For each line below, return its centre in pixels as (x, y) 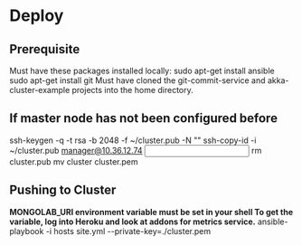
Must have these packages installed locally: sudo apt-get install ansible (142, 71)
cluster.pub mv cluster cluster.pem (74, 161)
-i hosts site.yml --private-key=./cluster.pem (128, 231)
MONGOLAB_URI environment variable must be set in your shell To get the (151, 212)
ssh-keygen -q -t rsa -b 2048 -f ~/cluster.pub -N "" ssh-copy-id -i (133, 140)
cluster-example (40, 90)
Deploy (37, 16)
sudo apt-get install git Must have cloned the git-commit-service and (137, 80)
